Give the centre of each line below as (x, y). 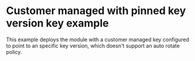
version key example (58, 23)
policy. (14, 52)
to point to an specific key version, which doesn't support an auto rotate (93, 46)
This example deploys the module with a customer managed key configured (97, 39)
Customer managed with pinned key (96, 11)
